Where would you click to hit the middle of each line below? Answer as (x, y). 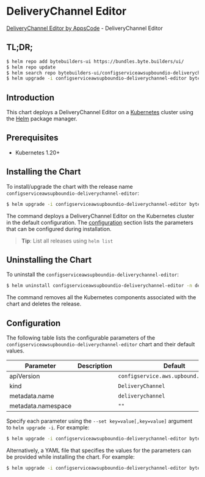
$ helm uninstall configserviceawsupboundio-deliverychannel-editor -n (99, 286)
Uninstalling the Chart (49, 260)
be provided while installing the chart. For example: (71, 457)
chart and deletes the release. (44, 304)
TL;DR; (20, 47)
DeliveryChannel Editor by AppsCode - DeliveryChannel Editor (85, 28)
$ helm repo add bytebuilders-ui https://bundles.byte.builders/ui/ (95, 61)
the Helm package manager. (42, 119)
